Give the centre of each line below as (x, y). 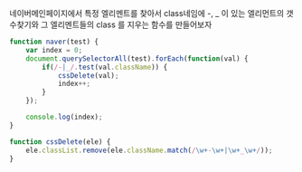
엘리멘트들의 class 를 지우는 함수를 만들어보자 (131, 24)
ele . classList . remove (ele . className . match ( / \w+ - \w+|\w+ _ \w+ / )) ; (149, 150)
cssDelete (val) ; (88, 75)
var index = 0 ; (54, 50)
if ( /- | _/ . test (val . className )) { (105, 67)
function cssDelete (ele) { (60, 142)
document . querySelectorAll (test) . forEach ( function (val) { (137, 58)
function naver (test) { (54, 42)
